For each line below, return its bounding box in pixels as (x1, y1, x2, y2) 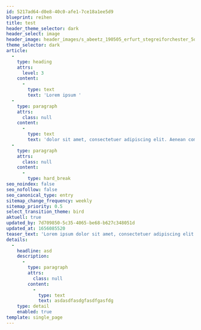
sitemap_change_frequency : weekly (6, 198, 93, 204)
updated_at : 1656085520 (6, 225, 66, 231)
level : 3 (22, 70, 44, 76)
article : (6, 48, 28, 54)
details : (6, 237, 28, 243)
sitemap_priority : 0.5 (6, 203, 63, 209)
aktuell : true (6, 215, 42, 221)
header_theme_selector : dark (6, 25, 79, 32)
